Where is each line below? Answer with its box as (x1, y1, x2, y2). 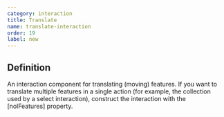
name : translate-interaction (7, 23, 91, 30)
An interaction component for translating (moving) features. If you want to (7, 80, 218, 88)
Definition (7, 62, 50, 73)
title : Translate (7, 17, 57, 24)
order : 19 (7, 29, 36, 37)
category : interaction (7, 10, 73, 17)
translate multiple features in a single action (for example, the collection (7, 87, 211, 96)
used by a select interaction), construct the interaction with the (7, 94, 187, 102)
